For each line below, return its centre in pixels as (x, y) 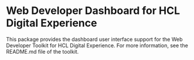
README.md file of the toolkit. (42, 51)
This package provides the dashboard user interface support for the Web (94, 39)
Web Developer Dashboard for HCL (93, 11)
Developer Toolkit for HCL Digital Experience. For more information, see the (97, 45)
